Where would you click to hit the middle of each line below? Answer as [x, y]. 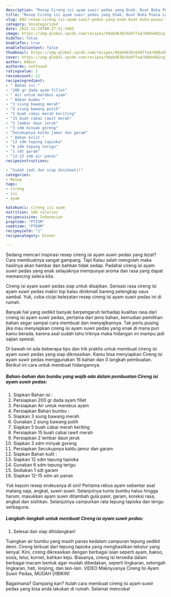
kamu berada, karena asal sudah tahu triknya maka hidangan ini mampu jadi [85, 333]
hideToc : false [22, 39]
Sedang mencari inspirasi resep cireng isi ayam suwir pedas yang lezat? [81, 255]
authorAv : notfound [26, 66]
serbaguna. [18, 507]
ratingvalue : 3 [22, 72]
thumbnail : [17, 52]
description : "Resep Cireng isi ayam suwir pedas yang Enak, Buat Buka [83, 10]
